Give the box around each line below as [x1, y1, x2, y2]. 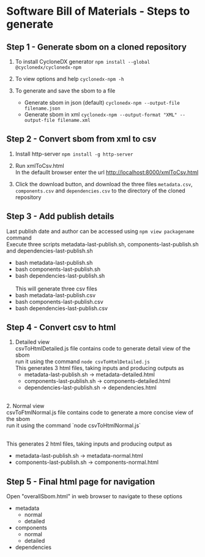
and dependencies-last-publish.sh [6, 247, 93, 254]
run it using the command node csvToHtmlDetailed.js [15, 358, 150, 365]
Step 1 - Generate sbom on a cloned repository [6, 42, 187, 52]
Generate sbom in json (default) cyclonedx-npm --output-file [24, 99, 181, 106]
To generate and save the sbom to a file [15, 87, 116, 94]
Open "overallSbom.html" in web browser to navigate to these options [6, 493, 182, 500]
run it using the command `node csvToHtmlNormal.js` [6, 422, 141, 430]
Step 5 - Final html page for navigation [6, 476, 155, 487]
